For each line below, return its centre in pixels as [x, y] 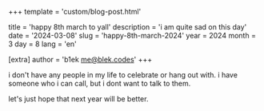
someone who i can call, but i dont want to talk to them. [100, 83]
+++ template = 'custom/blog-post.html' [75, 12]
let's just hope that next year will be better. [78, 99]
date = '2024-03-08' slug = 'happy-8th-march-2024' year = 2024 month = [132, 36]
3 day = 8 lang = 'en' [43, 44]
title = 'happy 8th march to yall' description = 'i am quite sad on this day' [128, 27]
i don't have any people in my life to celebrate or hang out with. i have [123, 75]
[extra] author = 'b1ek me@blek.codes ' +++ [80, 59]
